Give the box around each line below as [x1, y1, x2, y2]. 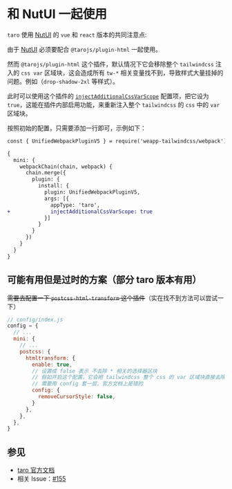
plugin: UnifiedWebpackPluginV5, [43, 189, 140, 196]
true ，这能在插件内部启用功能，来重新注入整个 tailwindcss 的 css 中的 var [7, 100, 220, 109]
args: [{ [43, 195, 70, 202]
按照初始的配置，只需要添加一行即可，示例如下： [7, 124, 146, 132]
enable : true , [32, 361, 72, 368]
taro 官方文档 [17, 466, 55, 474]
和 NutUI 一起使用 [7, 6, 107, 22]
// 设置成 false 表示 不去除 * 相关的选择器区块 [32, 367, 157, 374]
